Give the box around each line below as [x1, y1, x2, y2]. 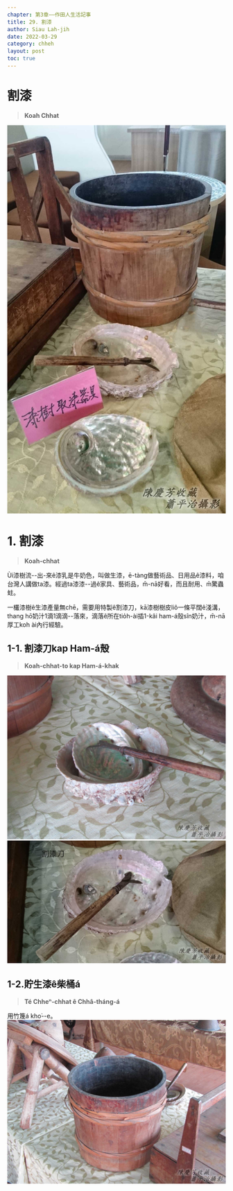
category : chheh [7, 40, 54, 48]
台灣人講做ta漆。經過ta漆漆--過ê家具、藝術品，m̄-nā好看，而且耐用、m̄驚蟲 [7, 580, 224, 588]
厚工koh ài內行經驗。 [7, 620, 67, 629]
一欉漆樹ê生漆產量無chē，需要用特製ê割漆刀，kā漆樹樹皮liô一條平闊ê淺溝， [7, 603, 224, 611]
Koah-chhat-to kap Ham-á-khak [24, 661, 119, 670]
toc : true [7, 55, 36, 62]
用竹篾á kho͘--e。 [7, 1011, 57, 1020]
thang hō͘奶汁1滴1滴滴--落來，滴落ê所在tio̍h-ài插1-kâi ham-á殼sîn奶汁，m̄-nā [7, 611, 225, 620]
